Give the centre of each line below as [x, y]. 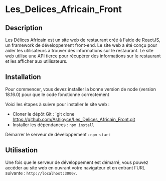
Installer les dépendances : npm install [53, 125]
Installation [23, 77]
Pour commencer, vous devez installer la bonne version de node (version [81, 89]
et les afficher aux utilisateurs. [36, 61]
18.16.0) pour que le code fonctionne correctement [57, 95]
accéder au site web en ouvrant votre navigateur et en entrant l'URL [75, 167]
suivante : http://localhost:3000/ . [41, 173]
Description [24, 28]
